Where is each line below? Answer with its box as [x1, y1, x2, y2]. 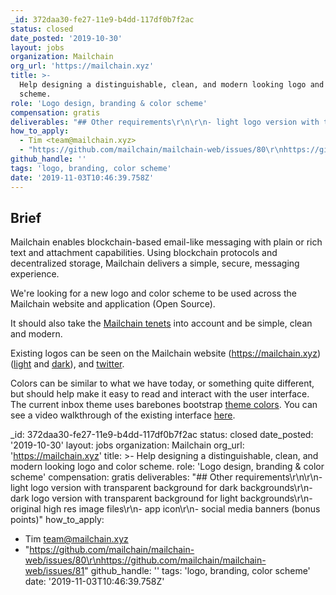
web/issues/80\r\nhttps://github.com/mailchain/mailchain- [24, 554, 267, 566]
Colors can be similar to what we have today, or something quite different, [10, 377, 315, 390]
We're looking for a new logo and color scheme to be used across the [10, 287, 297, 300]
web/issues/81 [24, 565, 85, 577]
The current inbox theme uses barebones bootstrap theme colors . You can [10, 399, 318, 411]
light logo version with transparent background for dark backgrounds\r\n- [10, 482, 313, 494]
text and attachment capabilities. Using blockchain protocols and [10, 247, 278, 259]
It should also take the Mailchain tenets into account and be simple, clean [10, 317, 313, 330]
